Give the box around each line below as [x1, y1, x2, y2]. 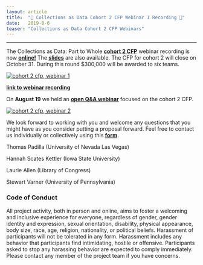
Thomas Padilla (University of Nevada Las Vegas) [6, 143, 130, 151]
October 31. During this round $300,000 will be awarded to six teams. [6, 61, 180, 68]
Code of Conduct [6, 193, 57, 202]
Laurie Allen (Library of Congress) [6, 167, 91, 174]
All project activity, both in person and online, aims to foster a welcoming [6, 207, 187, 214]
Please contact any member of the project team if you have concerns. [6, 252, 180, 259]
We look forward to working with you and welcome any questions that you [6, 119, 191, 126]
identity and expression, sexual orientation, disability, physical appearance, [6, 220, 193, 227]
